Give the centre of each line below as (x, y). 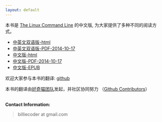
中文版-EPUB (26, 67)
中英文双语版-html (31, 42)
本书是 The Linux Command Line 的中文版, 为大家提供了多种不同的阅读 (79, 25)
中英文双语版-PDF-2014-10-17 (44, 48)
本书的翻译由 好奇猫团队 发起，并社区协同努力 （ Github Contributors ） (78, 89)
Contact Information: (28, 104)
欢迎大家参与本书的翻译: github (37, 78)
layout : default (22, 10)
